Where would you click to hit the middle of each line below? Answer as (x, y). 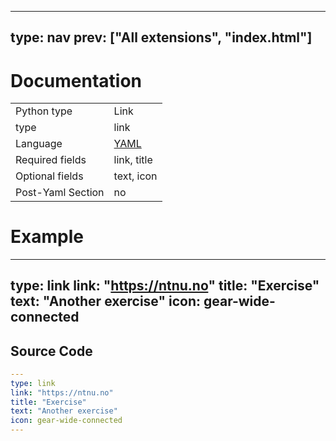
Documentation (76, 80)
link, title (133, 160)
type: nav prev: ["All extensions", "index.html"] (161, 37)
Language (39, 144)
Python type (44, 111)
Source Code (51, 351)
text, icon (135, 176)
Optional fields (49, 176)
